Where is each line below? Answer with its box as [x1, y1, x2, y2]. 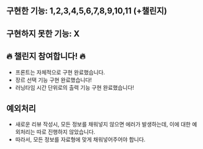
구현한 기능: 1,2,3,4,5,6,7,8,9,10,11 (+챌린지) [6, 5, 168, 16]
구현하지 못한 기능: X [6, 28, 80, 38]
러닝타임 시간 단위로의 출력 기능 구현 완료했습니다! [15, 84, 134, 91]
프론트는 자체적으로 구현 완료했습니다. [15, 68, 105, 76]
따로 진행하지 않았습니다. [36, 128, 96, 136]
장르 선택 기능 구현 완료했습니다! [15, 76, 92, 84]
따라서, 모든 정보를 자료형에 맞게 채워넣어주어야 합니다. [15, 136, 146, 144]
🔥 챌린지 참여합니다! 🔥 [6, 51, 86, 62]
